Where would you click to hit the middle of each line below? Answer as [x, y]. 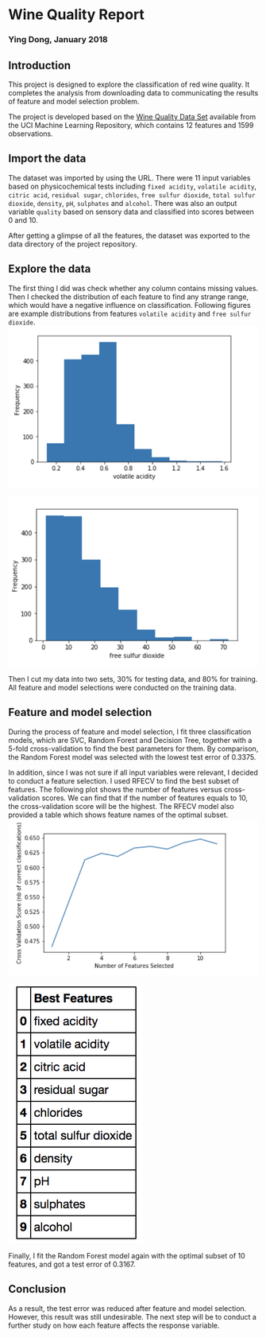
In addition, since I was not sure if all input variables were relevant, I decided [133, 772]
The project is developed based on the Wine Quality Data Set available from [132, 116]
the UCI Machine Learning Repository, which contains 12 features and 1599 [131, 125]
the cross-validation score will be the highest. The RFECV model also [121, 806]
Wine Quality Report [77, 15]
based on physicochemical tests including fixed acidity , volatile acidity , [132, 186]
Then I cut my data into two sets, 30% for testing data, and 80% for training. [133, 679]
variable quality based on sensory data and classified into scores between [131, 212]
